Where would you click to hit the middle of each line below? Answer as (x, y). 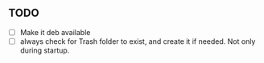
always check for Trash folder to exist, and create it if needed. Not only (138, 41)
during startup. (45, 50)
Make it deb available (55, 32)
